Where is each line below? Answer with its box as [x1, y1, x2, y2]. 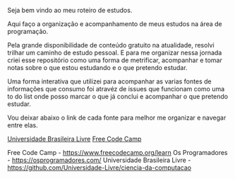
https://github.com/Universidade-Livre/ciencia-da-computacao [7, 163, 192, 172]
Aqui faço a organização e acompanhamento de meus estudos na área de [7, 20, 222, 28]
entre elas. [7, 121, 38, 129]
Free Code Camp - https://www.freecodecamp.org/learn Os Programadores [7, 149, 228, 156]
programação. [7, 28, 49, 35]
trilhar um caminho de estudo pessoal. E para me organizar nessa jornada [7, 49, 222, 57]
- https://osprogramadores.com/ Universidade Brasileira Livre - [7, 156, 191, 164]
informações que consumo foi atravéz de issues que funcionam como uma [7, 85, 225, 93]
